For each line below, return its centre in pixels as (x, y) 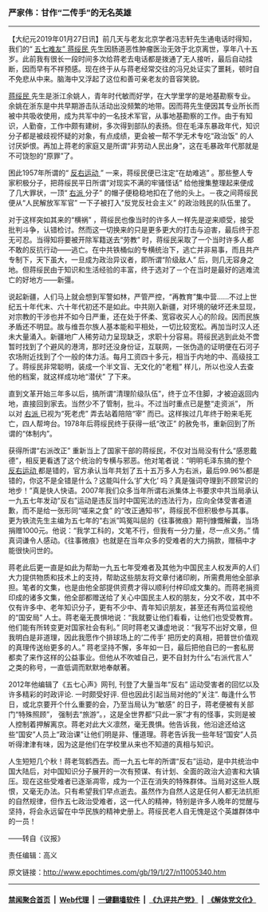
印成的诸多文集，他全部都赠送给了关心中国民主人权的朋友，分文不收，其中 (130, 598)
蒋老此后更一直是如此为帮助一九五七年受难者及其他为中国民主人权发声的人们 (134, 568)
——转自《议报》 (36, 838)
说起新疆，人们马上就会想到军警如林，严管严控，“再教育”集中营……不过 (126, 297)
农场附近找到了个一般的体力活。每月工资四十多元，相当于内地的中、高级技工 (134, 356)
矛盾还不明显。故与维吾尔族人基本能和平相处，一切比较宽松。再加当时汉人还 (134, 327)
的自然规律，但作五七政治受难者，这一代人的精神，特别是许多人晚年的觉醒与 (134, 802)
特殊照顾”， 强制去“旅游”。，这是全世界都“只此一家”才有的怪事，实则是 (134, 715)
